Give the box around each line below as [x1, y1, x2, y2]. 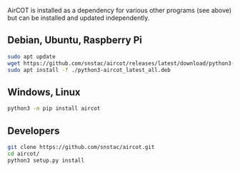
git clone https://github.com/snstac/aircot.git [7, 143, 155, 150]
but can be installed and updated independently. [7, 14, 150, 22]
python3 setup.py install [7, 157, 84, 164]
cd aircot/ [7, 150, 40, 157]
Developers [7, 125, 60, 137]
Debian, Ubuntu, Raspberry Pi [7, 34, 143, 46]
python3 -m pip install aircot [7, 105, 101, 113]
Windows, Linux [7, 85, 81, 98]
